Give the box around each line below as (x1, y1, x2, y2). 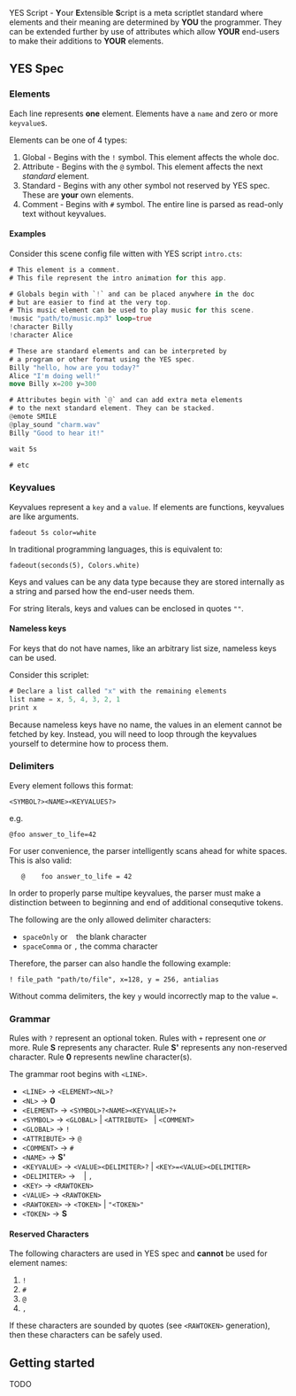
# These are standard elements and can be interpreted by (9, 346, 227, 355)
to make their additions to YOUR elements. (9, 35, 164, 46)
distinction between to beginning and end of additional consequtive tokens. (9, 896, 284, 907)
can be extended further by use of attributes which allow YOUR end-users (9, 27, 280, 36)
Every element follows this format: (9, 779, 134, 791)
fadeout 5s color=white (9, 528, 97, 537)
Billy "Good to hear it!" (9, 429, 104, 438)
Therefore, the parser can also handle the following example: (9, 958, 231, 968)
